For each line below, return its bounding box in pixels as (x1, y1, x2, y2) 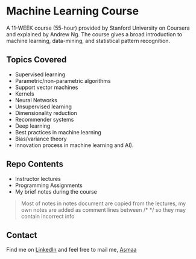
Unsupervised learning (14, 103, 72, 110)
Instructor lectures (14, 175, 62, 182)
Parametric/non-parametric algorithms (14, 77, 111, 84)
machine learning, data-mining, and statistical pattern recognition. (6, 37, 171, 44)
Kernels (14, 90, 34, 97)
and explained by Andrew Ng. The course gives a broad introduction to (6, 30, 183, 38)
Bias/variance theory (14, 135, 68, 142)
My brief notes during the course (14, 188, 98, 195)
